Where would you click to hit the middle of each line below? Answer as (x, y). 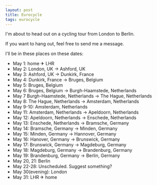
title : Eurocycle (24, 15)
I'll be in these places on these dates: (44, 54)
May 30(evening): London (40, 172)
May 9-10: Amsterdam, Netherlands (50, 107)
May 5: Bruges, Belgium (38, 85)
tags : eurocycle (22, 19)
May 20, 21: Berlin (31, 161)
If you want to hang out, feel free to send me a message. (65, 44)
